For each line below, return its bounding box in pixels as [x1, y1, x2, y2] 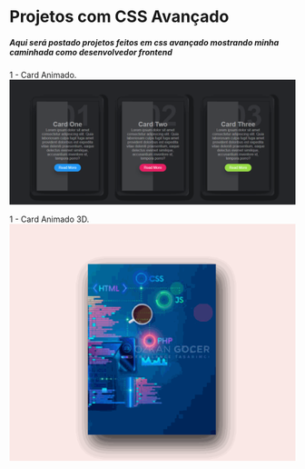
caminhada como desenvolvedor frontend [9, 46, 172, 57]
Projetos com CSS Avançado [9, 6, 230, 27]
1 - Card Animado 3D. [9, 214, 90, 225]
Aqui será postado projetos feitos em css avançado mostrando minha [9, 36, 280, 47]
